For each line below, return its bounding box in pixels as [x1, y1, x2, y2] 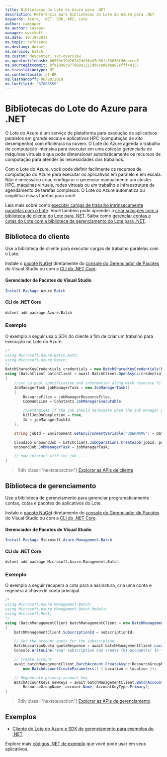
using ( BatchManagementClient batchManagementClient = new [5, 621, 130, 626]
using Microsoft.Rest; [5, 611, 52, 617]
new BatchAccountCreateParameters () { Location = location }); [23, 666, 157, 671]
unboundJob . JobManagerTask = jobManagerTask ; [14, 444, 110, 450]
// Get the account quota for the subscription [14, 638, 114, 644]
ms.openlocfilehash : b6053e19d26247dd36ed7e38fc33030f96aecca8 [5, 58, 139, 63]
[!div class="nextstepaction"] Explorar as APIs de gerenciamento [17, 698, 151, 704]
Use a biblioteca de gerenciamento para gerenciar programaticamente [5, 495, 150, 501]
